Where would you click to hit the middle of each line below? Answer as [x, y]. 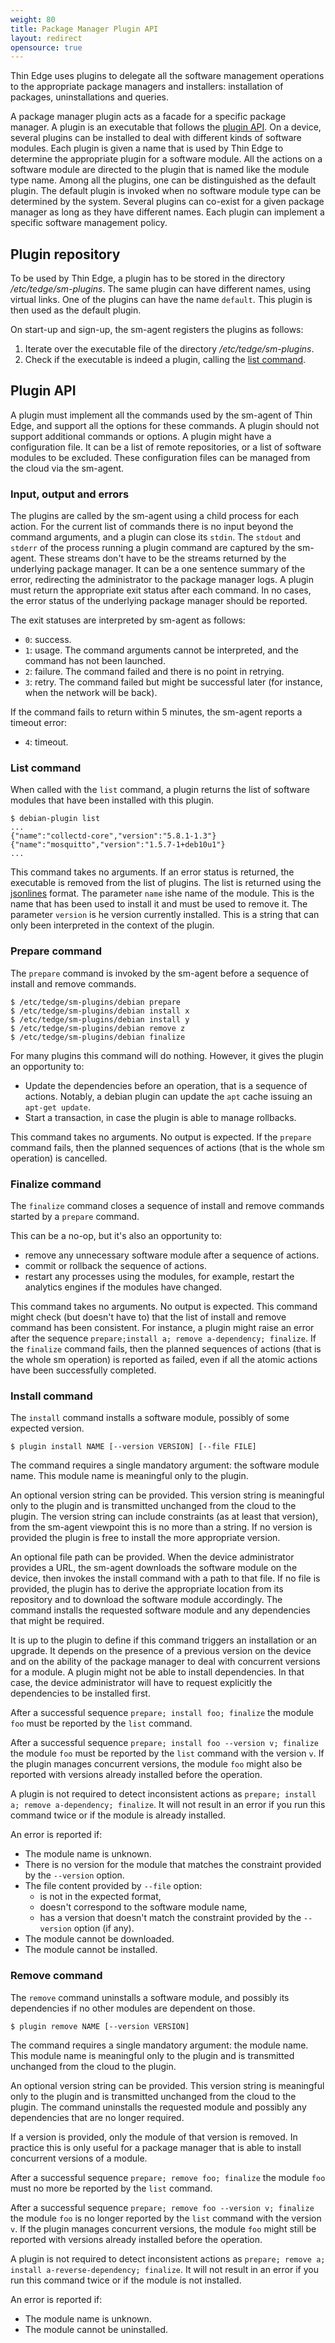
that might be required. [57, 1621]
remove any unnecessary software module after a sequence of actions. [172, 1255]
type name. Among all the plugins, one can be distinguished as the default [163, 180]
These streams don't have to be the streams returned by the [162, 558]
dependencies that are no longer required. [97, 2117]
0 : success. [48, 640]
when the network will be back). [91, 693]
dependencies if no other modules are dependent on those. [133, 2008]
